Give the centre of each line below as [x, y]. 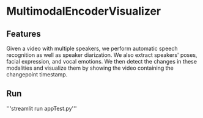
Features [24, 34]
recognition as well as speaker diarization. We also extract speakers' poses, [102, 55]
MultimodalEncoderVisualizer [83, 11]
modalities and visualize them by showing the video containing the [90, 68]
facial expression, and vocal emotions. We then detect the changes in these [102, 61]
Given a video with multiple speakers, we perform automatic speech [92, 48]
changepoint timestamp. [37, 74]
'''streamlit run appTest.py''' [42, 108]
